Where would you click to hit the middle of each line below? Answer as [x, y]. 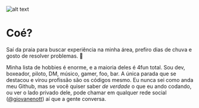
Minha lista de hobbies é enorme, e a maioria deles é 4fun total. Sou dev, [96, 67]
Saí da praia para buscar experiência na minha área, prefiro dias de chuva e [99, 49]
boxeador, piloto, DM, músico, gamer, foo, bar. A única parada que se [91, 74]
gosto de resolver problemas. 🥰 [45, 56]
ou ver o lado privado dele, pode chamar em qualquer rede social [86, 93]
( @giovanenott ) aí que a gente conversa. [56, 99]
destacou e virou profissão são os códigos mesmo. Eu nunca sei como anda [100, 80]
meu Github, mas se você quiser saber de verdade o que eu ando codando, [99, 86]
